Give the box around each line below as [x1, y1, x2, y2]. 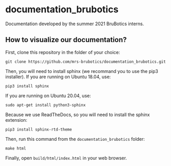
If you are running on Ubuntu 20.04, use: [5, 93, 91, 99]
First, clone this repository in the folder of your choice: [5, 49, 120, 55]
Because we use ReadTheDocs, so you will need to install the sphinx [5, 112, 150, 118]
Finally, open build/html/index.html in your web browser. [5, 155, 127, 161]
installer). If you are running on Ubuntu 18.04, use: [5, 73, 111, 80]
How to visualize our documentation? [5, 35, 127, 44]
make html [5, 145, 27, 151]
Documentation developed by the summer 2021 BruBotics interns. [5, 21, 144, 27]
